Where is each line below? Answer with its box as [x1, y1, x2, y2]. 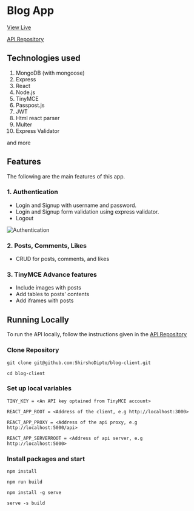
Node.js [15, 89, 36, 96]
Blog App [7, 4, 54, 18]
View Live [7, 24, 32, 31]
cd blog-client [7, 370, 45, 376]
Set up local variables [7, 384, 72, 393]
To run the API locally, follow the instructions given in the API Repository [7, 331, 187, 338]
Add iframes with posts [15, 297, 74, 304]
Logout [15, 214, 34, 222]
